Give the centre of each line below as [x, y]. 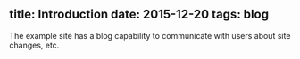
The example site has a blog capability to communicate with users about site [150, 35]
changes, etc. [34, 45]
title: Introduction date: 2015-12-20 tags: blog [139, 15]
